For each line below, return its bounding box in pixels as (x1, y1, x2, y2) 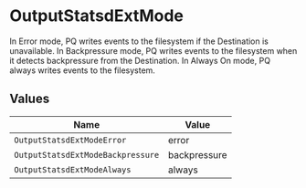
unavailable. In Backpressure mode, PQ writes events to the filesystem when (9, 45, 298, 56)
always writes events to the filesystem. (9, 65, 155, 76)
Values (9, 91, 50, 107)
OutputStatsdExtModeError (14, 134, 127, 145)
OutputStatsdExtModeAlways (14, 164, 132, 174)
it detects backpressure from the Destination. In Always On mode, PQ (9, 55, 271, 66)
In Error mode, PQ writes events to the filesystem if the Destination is (9, 36, 269, 47)
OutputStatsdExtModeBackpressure (14, 150, 160, 160)
